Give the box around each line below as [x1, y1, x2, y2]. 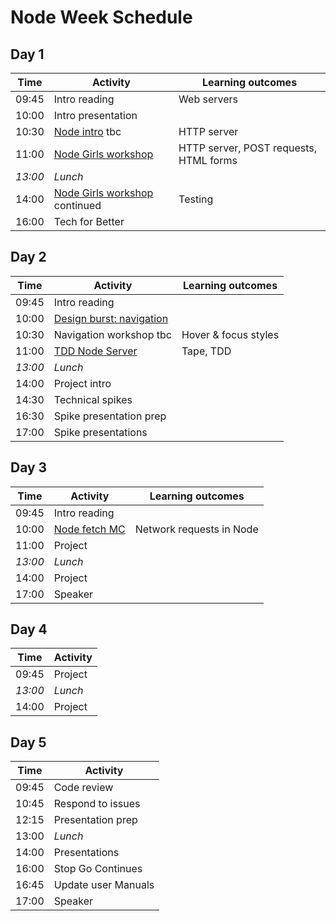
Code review [53, 781, 114, 795]
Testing [178, 192, 214, 206]
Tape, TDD [181, 344, 232, 358]
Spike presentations [53, 425, 148, 439]
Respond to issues [53, 797, 141, 811]
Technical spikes [53, 392, 133, 406]
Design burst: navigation [53, 311, 169, 325]
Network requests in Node [134, 522, 259, 536]
